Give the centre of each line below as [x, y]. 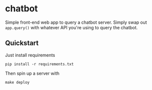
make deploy [17, 82]
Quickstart [22, 43]
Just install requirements [30, 55]
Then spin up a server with [32, 73]
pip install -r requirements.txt [39, 64]
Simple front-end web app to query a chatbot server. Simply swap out [76, 22]
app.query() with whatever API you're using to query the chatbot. [72, 27]
